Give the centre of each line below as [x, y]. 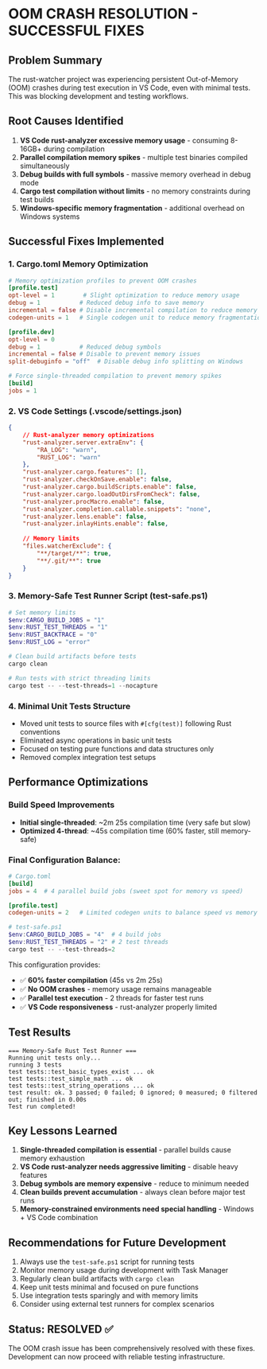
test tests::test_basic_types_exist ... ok [81, 1071]
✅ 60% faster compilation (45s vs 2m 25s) [91, 980]
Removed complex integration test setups [88, 757]
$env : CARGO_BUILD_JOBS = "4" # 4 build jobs [85, 935]
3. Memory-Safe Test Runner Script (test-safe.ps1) [108, 596]
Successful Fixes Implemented [86, 242]
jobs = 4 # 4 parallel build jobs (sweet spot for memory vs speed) [126, 891]
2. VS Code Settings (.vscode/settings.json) [95, 411]
